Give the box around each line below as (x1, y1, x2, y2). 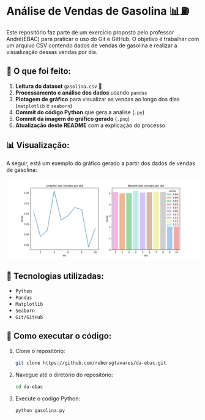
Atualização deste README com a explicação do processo (15, 122, 166, 129)
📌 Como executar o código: (6, 331, 112, 341)
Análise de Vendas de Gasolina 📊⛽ (6, 4, 190, 18)
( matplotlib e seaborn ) (15, 102, 72, 109)
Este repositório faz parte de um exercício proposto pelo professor (6, 28, 174, 36)
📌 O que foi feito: (6, 66, 72, 77)
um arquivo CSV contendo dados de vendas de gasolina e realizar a (6, 42, 177, 49)
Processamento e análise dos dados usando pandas (15, 88, 148, 96)
